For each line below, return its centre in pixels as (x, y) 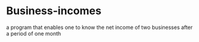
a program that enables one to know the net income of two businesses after (99, 27)
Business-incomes (54, 11)
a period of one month (34, 33)
